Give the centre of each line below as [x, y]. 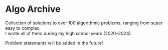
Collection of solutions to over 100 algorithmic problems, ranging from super [84, 23]
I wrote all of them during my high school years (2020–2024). [69, 33]
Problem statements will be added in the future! [54, 43]
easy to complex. [23, 28]
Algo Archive [33, 9]
